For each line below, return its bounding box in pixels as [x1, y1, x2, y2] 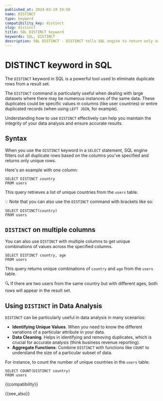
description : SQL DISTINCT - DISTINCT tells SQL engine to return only [5, 39, 153, 44]
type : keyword [5, 16, 34, 21]
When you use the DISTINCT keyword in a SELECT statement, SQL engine [5, 147, 148, 153]
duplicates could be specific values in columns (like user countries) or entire [5, 100, 158, 106]
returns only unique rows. [5, 157, 57, 163]
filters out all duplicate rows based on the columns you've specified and [5, 152, 149, 158]
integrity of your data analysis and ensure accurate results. [5, 120, 123, 126]
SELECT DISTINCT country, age [5, 253, 66, 258]
